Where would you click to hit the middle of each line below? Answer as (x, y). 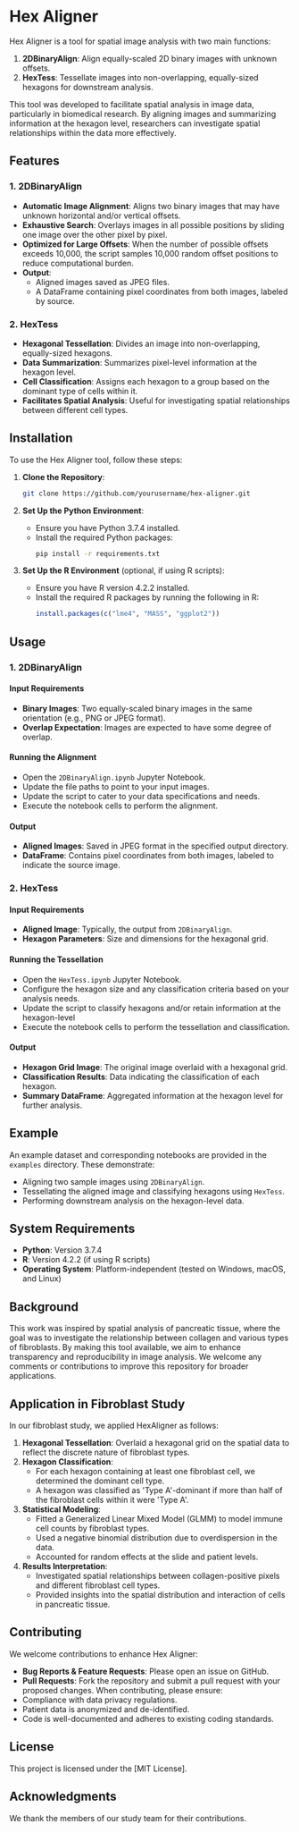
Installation (41, 439)
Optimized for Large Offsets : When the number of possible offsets (145, 244)
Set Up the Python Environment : (83, 511)
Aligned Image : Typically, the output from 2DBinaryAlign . (127, 929)
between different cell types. (75, 409)
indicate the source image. (71, 865)
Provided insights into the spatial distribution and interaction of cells (160, 1595)
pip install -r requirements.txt (98, 553)
